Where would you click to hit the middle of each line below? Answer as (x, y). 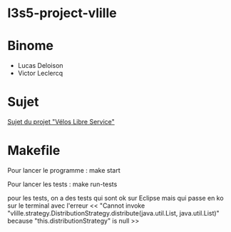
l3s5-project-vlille (62, 13)
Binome (30, 46)
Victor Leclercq (40, 74)
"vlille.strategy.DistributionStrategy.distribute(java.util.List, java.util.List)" (113, 213)
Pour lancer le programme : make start (64, 170)
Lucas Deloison (40, 66)
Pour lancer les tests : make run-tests (62, 184)
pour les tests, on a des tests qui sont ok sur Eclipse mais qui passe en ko (115, 198)
